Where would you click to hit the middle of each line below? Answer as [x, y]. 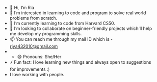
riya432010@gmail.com [34, 46]
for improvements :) [30, 69]
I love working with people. [37, 74]
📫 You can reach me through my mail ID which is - [61, 39]
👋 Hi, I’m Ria [22, 8]
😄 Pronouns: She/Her [39, 57]
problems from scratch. [33, 18]
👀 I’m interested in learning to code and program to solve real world [78, 13]
